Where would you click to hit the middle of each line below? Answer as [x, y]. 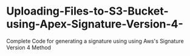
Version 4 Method [29, 47]
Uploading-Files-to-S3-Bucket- [87, 11]
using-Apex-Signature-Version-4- [95, 24]
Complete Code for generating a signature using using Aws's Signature [95, 41]
